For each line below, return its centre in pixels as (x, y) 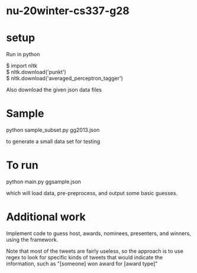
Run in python (23, 54)
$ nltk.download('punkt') (36, 72)
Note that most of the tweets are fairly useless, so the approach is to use (95, 251)
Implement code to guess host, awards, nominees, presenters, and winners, (98, 233)
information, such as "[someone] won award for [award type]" (82, 264)
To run (22, 165)
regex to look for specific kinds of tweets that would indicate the (85, 257)
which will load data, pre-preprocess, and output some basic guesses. (92, 193)
